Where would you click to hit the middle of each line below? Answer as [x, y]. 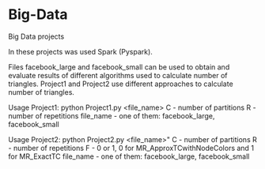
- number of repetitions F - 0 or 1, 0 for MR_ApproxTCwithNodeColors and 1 [131, 148]
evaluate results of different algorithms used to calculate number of [118, 75]
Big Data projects [36, 36]
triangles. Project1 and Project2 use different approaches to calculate [121, 84]
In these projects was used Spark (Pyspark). [80, 51]
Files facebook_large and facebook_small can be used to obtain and [119, 67]
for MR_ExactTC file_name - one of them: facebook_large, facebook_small [129, 156]
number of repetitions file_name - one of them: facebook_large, [112, 115]
